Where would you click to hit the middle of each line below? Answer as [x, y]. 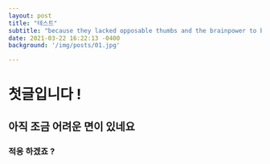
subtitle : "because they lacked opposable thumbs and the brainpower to [133, 30]
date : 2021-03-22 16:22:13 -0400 [64, 38]
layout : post [30, 16]
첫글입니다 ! [45, 95]
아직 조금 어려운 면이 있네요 [72, 126]
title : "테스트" [33, 23]
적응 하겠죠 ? [32, 151]
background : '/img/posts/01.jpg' [64, 46]
